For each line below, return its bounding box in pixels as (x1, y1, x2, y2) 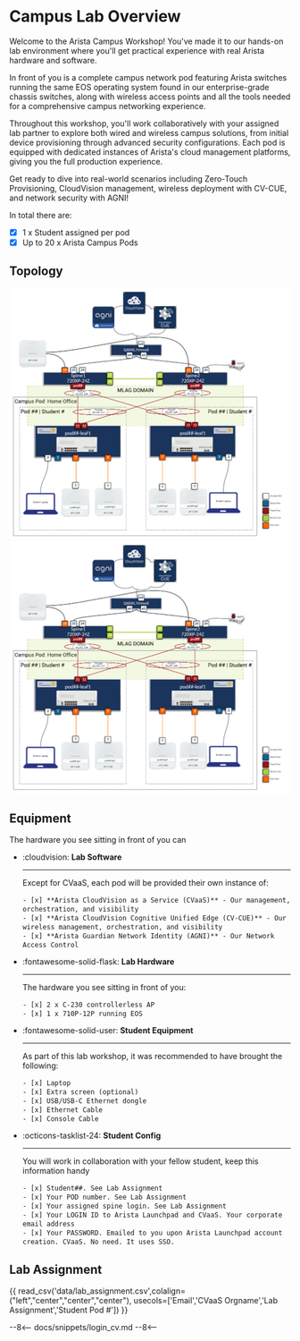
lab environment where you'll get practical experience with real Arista (9, 45, 265, 55)
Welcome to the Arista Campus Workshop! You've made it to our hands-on (9, 36, 284, 47)
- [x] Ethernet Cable (21, 1106, 103, 1115)
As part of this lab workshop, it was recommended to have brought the (21, 1051, 283, 1062)
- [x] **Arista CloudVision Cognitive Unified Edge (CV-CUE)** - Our (21, 914, 287, 923)
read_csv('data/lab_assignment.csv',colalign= (17, 1286, 186, 1296)
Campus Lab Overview (9, 6, 181, 27)
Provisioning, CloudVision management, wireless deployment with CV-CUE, (9, 182, 287, 193)
